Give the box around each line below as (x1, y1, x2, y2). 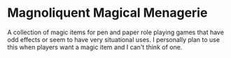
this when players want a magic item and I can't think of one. (7, 43, 183, 51)
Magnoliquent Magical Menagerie (7, 5, 208, 21)
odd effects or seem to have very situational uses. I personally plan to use (7, 35, 220, 43)
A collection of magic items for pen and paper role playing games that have (7, 28, 224, 36)
